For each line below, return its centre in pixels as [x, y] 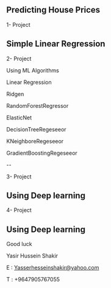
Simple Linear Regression [56, 44]
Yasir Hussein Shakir [32, 256]
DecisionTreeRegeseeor [36, 129]
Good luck [19, 244]
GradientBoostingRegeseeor [42, 153]
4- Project [19, 210]
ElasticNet [19, 118]
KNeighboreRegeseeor [35, 141]
